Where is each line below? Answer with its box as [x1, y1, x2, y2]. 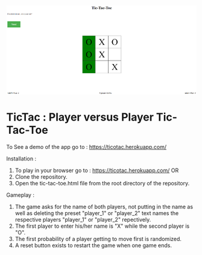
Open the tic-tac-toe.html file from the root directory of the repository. [14, 179, 190, 187]
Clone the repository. [14, 173, 68, 180]
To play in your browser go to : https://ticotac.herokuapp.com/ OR [14, 167, 179, 174]
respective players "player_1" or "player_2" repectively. [14, 216, 151, 223]
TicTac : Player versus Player [6, 110, 154, 124]
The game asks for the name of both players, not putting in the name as [14, 203, 194, 210]
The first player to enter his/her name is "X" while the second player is [14, 222, 190, 230]
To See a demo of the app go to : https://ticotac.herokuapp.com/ [6, 143, 167, 150]
